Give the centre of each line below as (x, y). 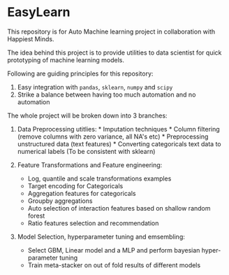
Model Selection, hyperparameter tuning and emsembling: (101, 237)
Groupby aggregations (60, 201)
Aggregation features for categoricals (82, 193)
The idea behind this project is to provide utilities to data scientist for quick (114, 52)
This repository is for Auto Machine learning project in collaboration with (111, 31)
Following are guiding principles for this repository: (80, 73)
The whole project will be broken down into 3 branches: (87, 115)
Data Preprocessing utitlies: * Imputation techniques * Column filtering (118, 129)
